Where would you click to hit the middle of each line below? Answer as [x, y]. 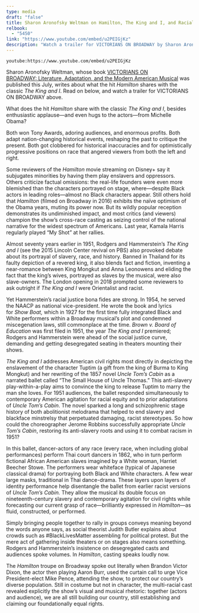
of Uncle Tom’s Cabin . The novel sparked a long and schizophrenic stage [96, 405]
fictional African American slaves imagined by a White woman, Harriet [92, 461]
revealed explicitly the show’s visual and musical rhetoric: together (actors [97, 591]
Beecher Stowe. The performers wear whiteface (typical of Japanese [91, 467]
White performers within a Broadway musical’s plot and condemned [89, 318]
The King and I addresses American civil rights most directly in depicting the [99, 361]
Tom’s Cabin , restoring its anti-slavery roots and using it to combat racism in [99, 430]
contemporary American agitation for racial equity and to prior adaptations [97, 399]
